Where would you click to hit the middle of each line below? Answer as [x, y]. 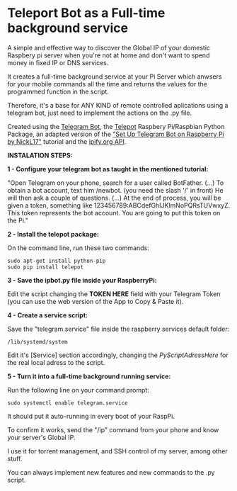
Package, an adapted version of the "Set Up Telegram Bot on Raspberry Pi [116, 134]
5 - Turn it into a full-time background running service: [89, 376]
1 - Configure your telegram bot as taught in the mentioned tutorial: [108, 169]
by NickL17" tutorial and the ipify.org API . [67, 141]
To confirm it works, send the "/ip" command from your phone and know [113, 429]
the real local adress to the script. [56, 362]
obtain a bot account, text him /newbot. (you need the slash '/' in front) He [116, 190]
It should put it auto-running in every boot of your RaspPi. [91, 416]
